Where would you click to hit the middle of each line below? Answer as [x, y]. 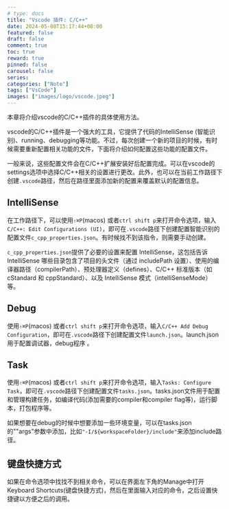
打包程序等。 [37, 408]
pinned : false [27, 65]
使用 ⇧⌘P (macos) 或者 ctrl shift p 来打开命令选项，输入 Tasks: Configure [109, 382]
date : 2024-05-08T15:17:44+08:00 [55, 26]
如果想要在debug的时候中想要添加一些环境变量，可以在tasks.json [99, 423]
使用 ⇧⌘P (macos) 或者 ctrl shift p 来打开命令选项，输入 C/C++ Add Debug [108, 326]
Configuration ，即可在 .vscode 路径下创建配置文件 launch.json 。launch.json [113, 334]
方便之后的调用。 [49, 499]
